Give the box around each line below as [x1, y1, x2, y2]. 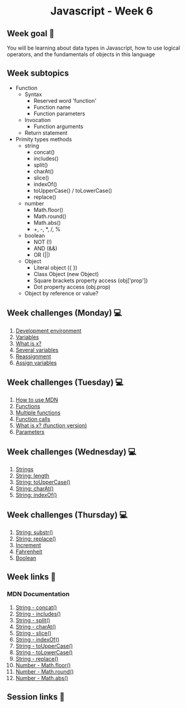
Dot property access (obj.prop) [33, 283, 111, 291]
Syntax [24, 91, 42, 98]
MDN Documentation [7, 590, 70, 599]
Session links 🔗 [7, 692, 65, 702]
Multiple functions [15, 409, 61, 416]
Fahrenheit [15, 548, 43, 555]
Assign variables [15, 359, 57, 366]
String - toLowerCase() [15, 648, 73, 656]
